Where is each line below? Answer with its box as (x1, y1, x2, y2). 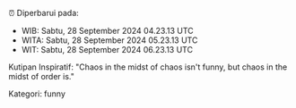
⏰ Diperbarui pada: (8, 8, 80, 18)
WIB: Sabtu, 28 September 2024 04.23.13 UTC (21, 26, 194, 36)
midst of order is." (8, 71, 75, 81)
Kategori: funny (8, 88, 66, 99)
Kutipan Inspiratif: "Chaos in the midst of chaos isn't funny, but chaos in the (8, 62, 288, 72)
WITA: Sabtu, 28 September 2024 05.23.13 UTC (21, 35, 198, 46)
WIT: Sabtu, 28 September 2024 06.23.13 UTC (21, 45, 194, 54)
